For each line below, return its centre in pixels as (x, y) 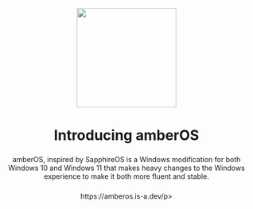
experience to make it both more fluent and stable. (127, 176)
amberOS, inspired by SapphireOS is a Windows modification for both (127, 160)
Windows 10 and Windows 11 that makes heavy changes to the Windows (127, 168)
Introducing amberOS (127, 135)
